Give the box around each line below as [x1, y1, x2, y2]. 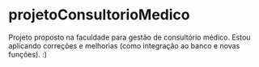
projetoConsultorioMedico [8, 6, 190, 24]
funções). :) [8, 49, 47, 59]
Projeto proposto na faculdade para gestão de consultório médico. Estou [8, 32, 251, 42]
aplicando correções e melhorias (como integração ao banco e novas [8, 40, 240, 50]
